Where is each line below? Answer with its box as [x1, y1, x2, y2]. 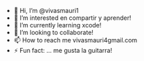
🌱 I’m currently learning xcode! [13, 21, 102, 29]
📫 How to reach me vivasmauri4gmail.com [13, 36, 138, 44]
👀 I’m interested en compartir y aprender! [13, 14, 132, 22]
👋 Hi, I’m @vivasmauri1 [13, 7, 79, 14]
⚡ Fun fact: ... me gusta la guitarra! [13, 47, 113, 54]
